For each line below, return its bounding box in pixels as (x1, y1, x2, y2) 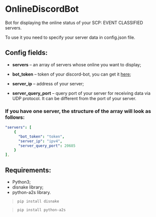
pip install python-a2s (17, 207, 66, 212)
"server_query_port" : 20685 (18, 143, 76, 148)
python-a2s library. (12, 189, 52, 195)
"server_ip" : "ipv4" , (18, 138, 63, 143)
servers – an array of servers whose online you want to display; (12, 61, 141, 67)
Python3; (12, 179, 31, 185)
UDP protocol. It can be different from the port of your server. (12, 95, 136, 101)
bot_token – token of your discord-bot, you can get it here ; (12, 71, 131, 77)
